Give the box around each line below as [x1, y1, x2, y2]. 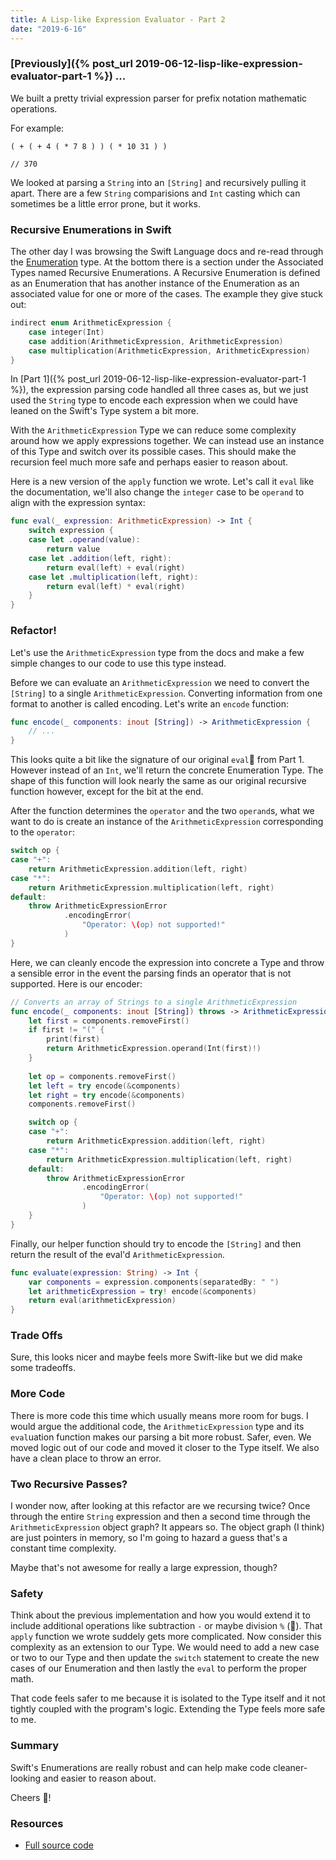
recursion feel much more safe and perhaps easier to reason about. [10, 456, 289, 468]
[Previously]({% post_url [10, 57, 133, 71]
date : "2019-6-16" [10, 24, 87, 34]
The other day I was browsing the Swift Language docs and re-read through [10, 246, 324, 258]
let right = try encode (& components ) [28, 1090, 186, 1100]
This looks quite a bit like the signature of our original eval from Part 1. [10, 754, 305, 766]
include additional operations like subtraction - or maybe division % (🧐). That [10, 1620, 323, 1632]
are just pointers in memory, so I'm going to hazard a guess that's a [10, 1532, 288, 1544]
